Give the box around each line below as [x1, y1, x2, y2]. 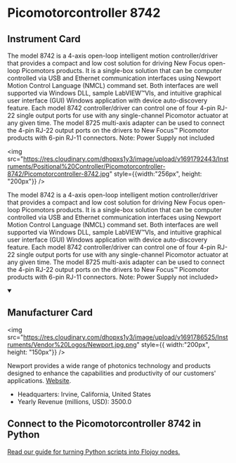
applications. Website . [7, 376, 72, 384]
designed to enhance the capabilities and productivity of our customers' [7, 369, 216, 377]
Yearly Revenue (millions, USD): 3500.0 [17, 397, 132, 405]
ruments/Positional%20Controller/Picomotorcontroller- [7, 162, 166, 170]
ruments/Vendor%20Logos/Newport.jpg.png [7, 340, 137, 348]
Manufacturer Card [7, 307, 93, 319]
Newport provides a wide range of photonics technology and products [7, 361, 211, 370]
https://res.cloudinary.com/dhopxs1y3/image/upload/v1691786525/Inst [23, 332, 228, 341]
